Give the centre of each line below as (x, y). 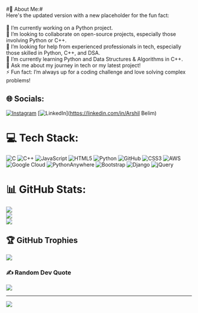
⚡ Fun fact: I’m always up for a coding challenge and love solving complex (96, 72)
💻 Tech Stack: (42, 138)
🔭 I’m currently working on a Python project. (60, 28)
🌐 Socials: (25, 99)
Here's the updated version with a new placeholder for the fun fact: (88, 15)
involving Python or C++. (36, 40)
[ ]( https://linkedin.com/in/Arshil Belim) (97, 113)
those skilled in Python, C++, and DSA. (53, 53)
